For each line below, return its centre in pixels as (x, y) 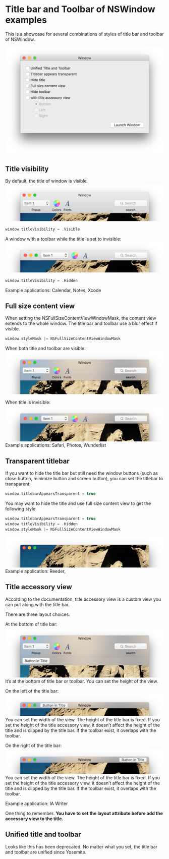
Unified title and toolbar (43, 835)
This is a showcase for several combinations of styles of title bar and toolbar (84, 34)
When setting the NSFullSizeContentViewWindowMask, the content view (81, 318)
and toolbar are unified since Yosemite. (46, 852)
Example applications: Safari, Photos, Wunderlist (56, 445)
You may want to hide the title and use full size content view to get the (78, 503)
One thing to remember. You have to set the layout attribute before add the (84, 813)
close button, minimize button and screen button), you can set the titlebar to (84, 479)
